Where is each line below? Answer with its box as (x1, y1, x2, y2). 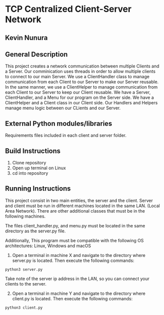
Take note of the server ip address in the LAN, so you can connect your (5, 276, 150, 282)
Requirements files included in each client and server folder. (5, 132, 127, 138)
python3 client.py (5, 305, 43, 310)
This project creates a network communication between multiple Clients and (5, 63, 160, 69)
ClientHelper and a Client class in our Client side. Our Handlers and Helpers (5, 100, 158, 106)
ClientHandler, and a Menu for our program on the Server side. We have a (5, 94, 154, 100)
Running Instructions (5, 185, 71, 193)
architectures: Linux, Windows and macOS (5, 243, 91, 249)
